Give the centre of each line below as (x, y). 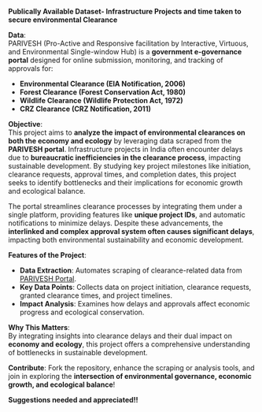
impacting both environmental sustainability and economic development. (126, 240)
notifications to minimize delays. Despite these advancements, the (116, 223)
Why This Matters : (39, 327)
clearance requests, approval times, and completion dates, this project (122, 174)
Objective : (26, 124)
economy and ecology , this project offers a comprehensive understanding (129, 344)
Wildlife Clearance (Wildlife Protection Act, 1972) (101, 100)
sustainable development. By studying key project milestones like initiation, (130, 166)
